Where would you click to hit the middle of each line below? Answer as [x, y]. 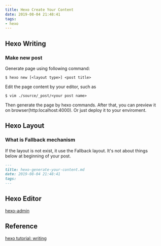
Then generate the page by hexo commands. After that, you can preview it [80, 105]
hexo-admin [17, 210]
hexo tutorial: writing [26, 238]
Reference [21, 226]
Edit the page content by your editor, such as [51, 87]
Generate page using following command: [48, 68]
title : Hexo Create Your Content [39, 10]
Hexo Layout [25, 126]
